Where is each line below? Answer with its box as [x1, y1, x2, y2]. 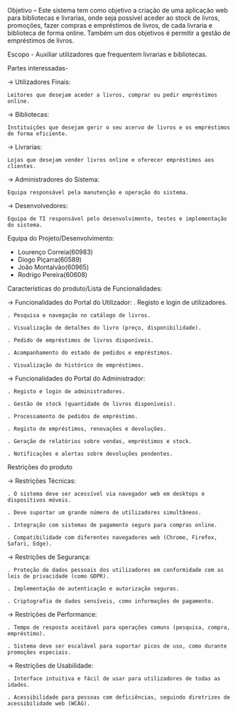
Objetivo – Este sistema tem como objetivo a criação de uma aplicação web [7, 6, 229, 14]
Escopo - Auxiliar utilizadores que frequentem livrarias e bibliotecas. [7, 50, 207, 58]
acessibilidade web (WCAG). [7, 700, 91, 707]
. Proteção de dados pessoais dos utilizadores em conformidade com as [7, 566, 224, 573]
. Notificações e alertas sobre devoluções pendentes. [7, 450, 173, 457]
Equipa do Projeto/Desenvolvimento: [7, 234, 115, 242]
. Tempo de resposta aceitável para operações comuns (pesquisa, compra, [7, 624, 231, 631]
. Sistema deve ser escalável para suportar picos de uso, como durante [7, 642, 227, 650]
